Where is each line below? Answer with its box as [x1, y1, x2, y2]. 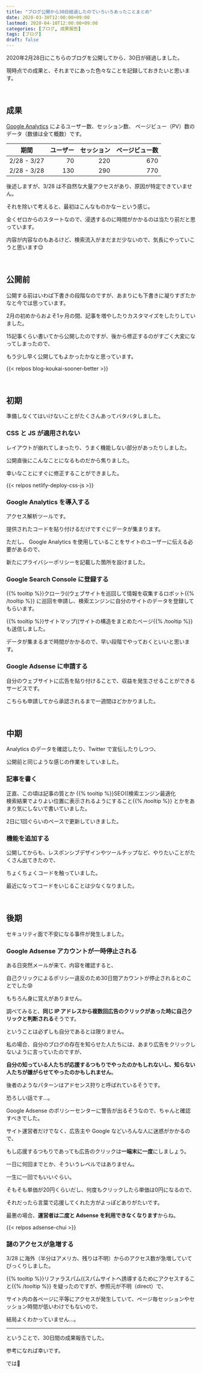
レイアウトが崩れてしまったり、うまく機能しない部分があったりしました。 [6, 444, 191, 451]
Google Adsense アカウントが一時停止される [6, 947, 137, 955]
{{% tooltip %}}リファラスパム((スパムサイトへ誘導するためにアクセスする [6, 1275, 190, 1283]
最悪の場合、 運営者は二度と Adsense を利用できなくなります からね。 [6, 1212, 179, 1219]
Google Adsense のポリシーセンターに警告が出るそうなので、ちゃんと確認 [6, 1107, 191, 1114]
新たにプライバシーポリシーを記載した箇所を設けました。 [6, 559, 148, 566]
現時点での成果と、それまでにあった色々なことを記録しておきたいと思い [6, 67, 185, 74]
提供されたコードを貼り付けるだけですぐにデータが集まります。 [6, 526, 164, 533]
